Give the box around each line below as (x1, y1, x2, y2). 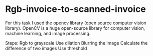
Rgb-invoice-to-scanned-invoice (5, 3, 146, 15)
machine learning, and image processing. (5, 30, 91, 36)
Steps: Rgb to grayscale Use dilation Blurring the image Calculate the (5, 40, 148, 46)
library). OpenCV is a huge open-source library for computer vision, (5, 25, 145, 31)
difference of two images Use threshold (5, 45, 87, 51)
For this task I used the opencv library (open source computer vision (5, 20, 146, 26)
